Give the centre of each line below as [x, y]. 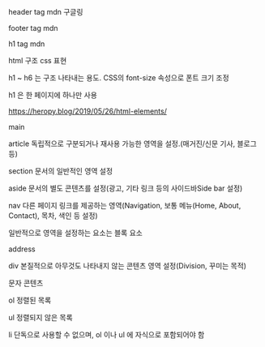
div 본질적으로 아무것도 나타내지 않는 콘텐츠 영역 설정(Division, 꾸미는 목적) [128, 266]
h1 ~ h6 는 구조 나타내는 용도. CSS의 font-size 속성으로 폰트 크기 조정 [119, 78]
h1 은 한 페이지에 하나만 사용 [53, 95]
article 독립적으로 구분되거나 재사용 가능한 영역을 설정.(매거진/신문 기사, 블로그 [132, 144]
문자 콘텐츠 [26, 283]
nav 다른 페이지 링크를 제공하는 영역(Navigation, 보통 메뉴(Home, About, [125, 206]
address [22, 249]
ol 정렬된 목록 [30, 300]
